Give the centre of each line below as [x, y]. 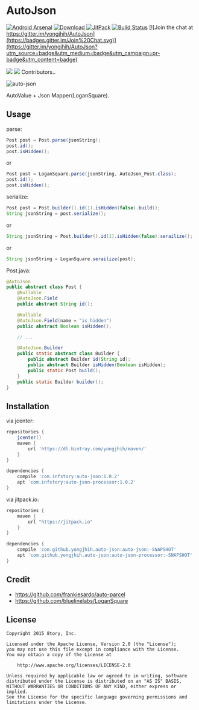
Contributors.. [38, 72]
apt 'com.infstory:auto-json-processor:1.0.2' [77, 482]
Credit [18, 580]
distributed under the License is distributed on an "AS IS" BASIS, [94, 682]
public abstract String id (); [55, 304]
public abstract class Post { [44, 287]
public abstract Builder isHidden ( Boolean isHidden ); [97, 365]
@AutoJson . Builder [40, 348]
